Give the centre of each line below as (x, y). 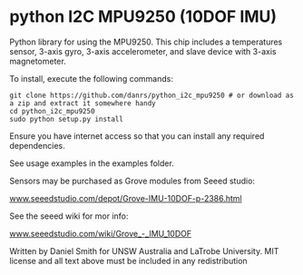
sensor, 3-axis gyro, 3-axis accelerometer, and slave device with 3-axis (143, 51)
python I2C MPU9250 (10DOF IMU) (143, 17)
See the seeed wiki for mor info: (69, 216)
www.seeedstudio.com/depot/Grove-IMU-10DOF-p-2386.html (126, 198)
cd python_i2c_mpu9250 (52, 111)
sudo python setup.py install (67, 119)
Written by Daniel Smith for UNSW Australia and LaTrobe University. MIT (144, 250)
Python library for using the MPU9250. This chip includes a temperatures (146, 42)
